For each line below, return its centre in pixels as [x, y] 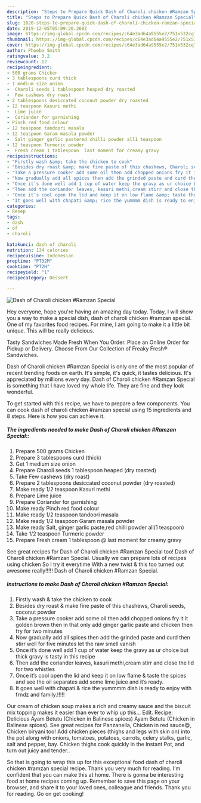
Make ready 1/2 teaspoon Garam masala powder [75, 521]
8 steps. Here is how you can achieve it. [56, 416]
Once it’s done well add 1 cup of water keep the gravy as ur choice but [102, 650]
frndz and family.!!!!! [40, 694]
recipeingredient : [30, 67]
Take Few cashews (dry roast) [52, 476]
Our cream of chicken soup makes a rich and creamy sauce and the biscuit [99, 706]
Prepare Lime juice [38, 496]
